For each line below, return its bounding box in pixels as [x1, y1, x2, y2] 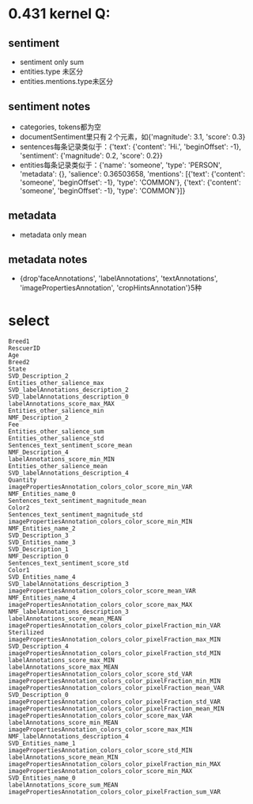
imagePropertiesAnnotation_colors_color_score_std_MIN [8, 746, 193, 755]
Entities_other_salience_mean [8, 463, 108, 471]
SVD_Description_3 [8, 532, 69, 539]
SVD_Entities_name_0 [8, 774, 77, 783]
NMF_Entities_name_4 [8, 594, 77, 602]
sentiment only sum [19, 57, 85, 67]
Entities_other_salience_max [8, 379, 104, 387]
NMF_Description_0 [8, 552, 69, 561]
